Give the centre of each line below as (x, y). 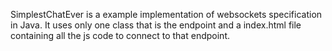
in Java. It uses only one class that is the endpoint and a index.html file (156, 25)
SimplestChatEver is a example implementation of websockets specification (166, 14)
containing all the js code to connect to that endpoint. (120, 35)
